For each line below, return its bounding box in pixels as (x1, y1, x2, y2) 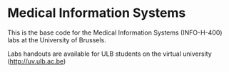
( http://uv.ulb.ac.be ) (7, 56, 66, 65)
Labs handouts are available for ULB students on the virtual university (7, 49, 212, 58)
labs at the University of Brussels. (7, 35, 107, 44)
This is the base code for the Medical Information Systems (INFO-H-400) (7, 28, 223, 37)
